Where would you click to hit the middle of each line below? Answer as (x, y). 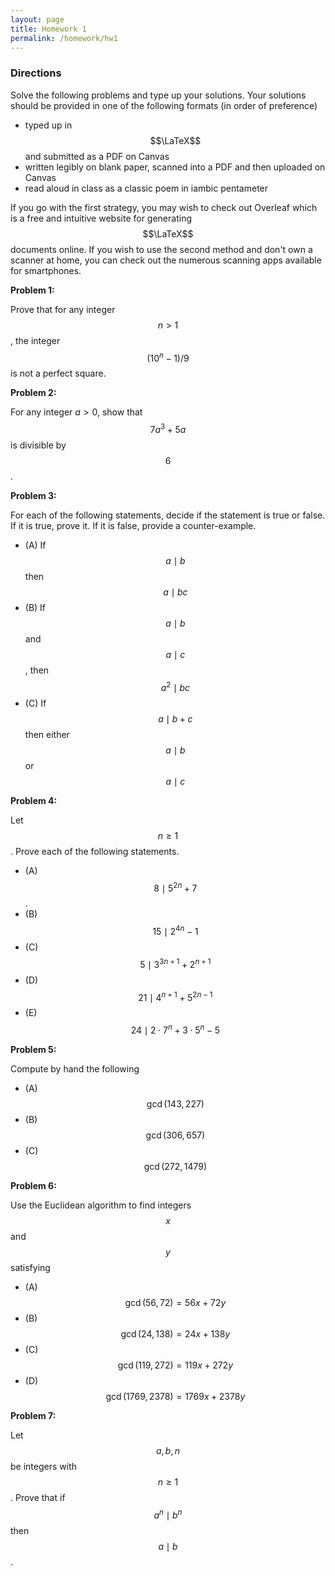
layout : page (37, 19)
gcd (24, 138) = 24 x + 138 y (175, 1333)
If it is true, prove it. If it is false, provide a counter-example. (133, 525)
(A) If (35, 545)
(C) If (35, 703)
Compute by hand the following (75, 1068)
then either (47, 734)
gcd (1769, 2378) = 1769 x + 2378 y (175, 1396)
